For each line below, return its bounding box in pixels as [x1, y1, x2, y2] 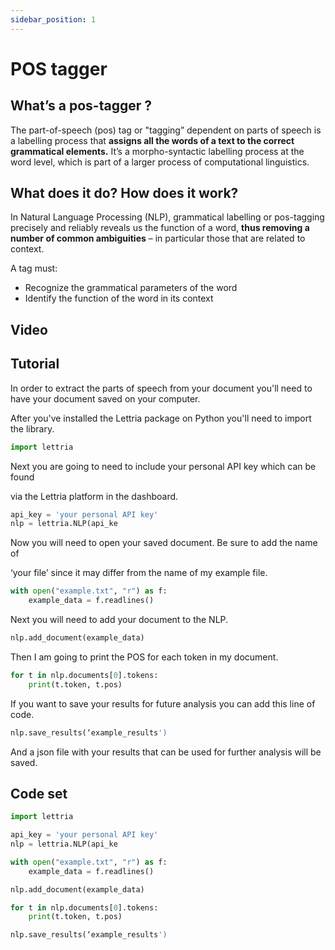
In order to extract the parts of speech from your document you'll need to [10, 382, 313, 394]
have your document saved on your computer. [10, 392, 201, 405]
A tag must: [10, 262, 58, 275]
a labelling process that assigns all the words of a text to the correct [10, 134, 295, 146]
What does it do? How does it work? [10, 185, 239, 202]
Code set [10, 785, 68, 802]
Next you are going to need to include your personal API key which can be [10, 460, 317, 472]
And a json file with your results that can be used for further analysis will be [10, 746, 322, 758]
